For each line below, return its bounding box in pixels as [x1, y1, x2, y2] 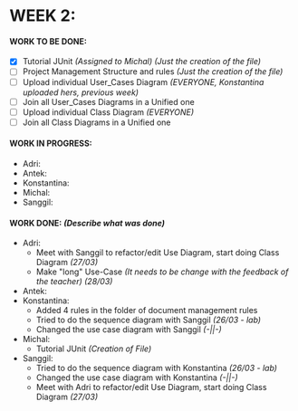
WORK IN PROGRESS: [9, 138, 92, 149]
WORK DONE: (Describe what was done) [9, 217, 166, 228]
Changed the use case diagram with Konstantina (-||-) [35, 372, 238, 383]
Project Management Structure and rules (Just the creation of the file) [22, 66, 284, 77]
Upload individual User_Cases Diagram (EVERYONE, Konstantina [22, 76, 264, 87]
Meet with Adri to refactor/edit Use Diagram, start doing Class [35, 382, 267, 393]
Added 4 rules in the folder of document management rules [35, 305, 258, 316]
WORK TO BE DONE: [9, 35, 88, 46]
